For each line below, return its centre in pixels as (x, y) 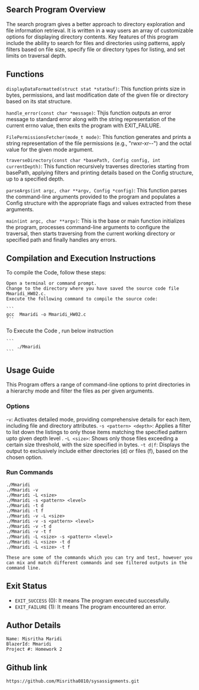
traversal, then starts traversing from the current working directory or (91, 233)
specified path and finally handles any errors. (61, 239)
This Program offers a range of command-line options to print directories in (98, 385)
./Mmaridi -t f (25, 511)
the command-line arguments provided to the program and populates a (93, 197)
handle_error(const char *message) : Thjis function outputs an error (89, 113)
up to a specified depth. (35, 179)
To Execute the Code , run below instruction (60, 331)
